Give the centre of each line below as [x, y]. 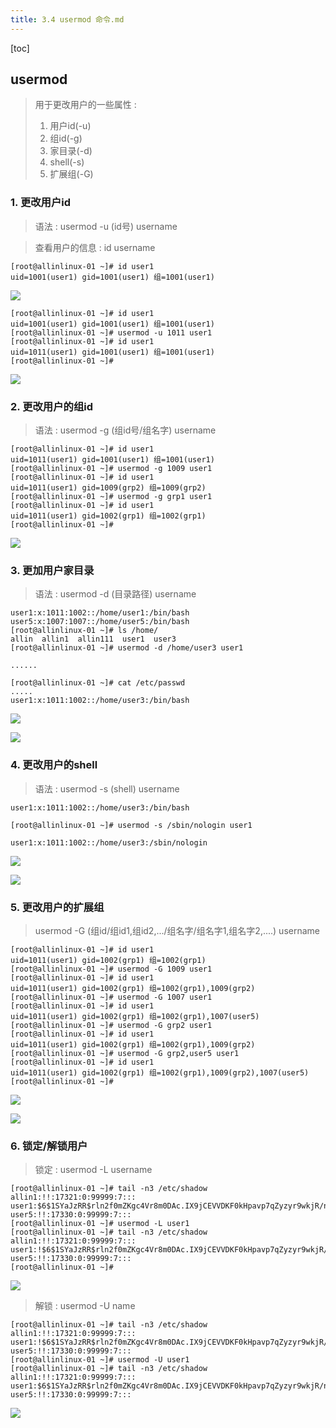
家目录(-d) [71, 151]
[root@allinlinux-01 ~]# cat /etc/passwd [98, 683]
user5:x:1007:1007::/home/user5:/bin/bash [100, 622]
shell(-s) [67, 162]
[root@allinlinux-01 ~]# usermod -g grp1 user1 [111, 497]
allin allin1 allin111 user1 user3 [93, 639]
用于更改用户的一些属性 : [85, 105]
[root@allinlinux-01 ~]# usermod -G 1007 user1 [111, 997]
